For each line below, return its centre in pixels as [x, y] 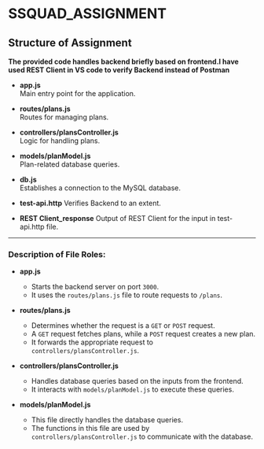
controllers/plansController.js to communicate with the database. [142, 436]
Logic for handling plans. [60, 141]
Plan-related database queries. [70, 164]
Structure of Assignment [70, 43]
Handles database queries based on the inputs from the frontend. [137, 381]
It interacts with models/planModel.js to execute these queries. [132, 389]
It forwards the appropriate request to [92, 342]
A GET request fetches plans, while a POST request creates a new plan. [143, 334]
